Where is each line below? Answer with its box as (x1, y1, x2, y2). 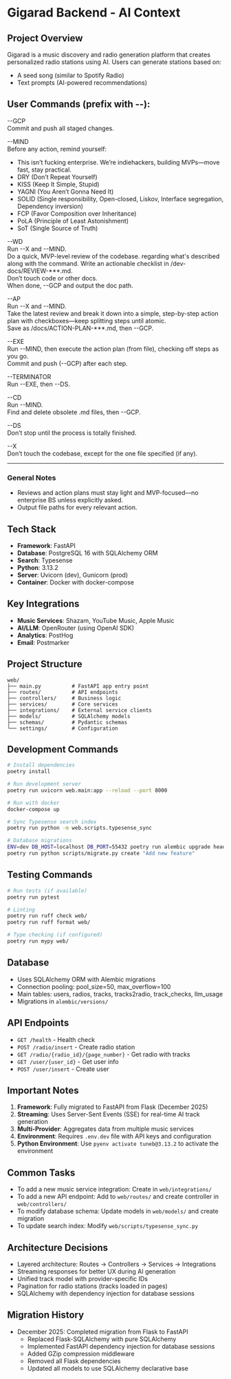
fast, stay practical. (16, 165, 72, 174)
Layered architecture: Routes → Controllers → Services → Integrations (16, 1260, 217, 1268)
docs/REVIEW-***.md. (7, 267, 74, 275)
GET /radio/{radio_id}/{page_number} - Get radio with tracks (16, 1050, 190, 1059)
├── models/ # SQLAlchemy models (7, 713, 131, 719)
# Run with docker (7, 799, 60, 806)
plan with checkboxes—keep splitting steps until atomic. (7, 316, 166, 325)
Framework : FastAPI (16, 541, 76, 549)
